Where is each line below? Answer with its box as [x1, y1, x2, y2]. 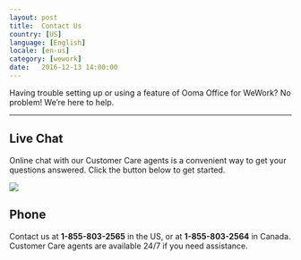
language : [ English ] [9, 38, 87, 47]
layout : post [9, 13, 58, 22]
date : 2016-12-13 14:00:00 [9, 63, 118, 72]
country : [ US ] [9, 29, 63, 38]
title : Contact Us [9, 21, 82, 30]
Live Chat [9, 131, 64, 147]
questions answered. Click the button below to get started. [9, 164, 226, 175]
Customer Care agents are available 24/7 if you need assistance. [9, 240, 248, 251]
